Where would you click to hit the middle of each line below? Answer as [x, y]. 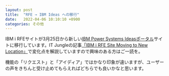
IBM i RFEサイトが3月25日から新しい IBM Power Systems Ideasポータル [80, 39]
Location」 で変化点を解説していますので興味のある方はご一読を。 [74, 51]
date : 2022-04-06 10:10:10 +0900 [43, 19]
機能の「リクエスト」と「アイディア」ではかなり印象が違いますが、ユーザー [85, 62]
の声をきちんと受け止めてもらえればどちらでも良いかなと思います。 [76, 68]
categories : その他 [25, 24]
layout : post [19, 10]
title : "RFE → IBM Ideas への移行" [42, 15]
